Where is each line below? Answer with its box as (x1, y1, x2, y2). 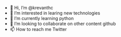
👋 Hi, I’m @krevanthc (9, 5, 53, 10)
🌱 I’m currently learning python (9, 15, 74, 21)
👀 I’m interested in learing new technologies (9, 10, 100, 16)
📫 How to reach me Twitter (9, 26, 67, 32)
